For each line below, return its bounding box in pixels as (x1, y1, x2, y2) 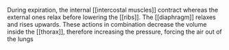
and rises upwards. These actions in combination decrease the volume (7, 21, 207, 28)
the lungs (7, 35, 34, 43)
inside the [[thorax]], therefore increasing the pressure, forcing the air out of (7, 27, 222, 36)
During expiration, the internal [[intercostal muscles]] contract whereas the (7, 6, 218, 14)
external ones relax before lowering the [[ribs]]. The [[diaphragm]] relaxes (7, 13, 216, 21)
